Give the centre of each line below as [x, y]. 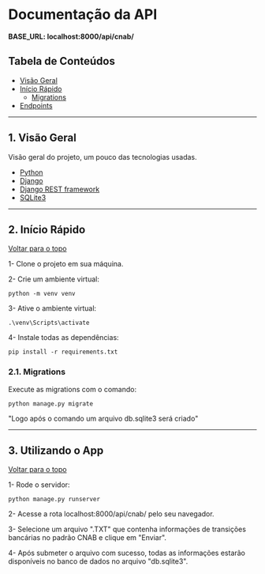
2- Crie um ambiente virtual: [54, 279]
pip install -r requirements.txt [63, 352]
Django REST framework [60, 189]
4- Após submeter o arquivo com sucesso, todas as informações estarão [127, 553]
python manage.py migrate [50, 404]
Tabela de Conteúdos [62, 61]
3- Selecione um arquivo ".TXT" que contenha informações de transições [127, 529]
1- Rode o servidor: [39, 485]
